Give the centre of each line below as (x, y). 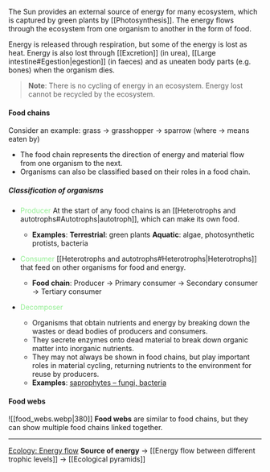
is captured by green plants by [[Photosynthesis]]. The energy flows (121, 20)
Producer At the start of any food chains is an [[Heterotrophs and (128, 211)
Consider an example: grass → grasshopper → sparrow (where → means (129, 130)
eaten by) (24, 139)
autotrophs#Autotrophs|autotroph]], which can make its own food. (129, 219)
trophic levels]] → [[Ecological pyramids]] (77, 459)
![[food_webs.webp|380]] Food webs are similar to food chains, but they (129, 419)
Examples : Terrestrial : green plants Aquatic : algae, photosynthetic (143, 235)
